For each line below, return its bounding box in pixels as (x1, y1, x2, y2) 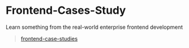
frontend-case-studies (20, 35, 78, 42)
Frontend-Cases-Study (5, 4, 126, 17)
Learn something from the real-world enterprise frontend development (5, 23, 184, 31)
